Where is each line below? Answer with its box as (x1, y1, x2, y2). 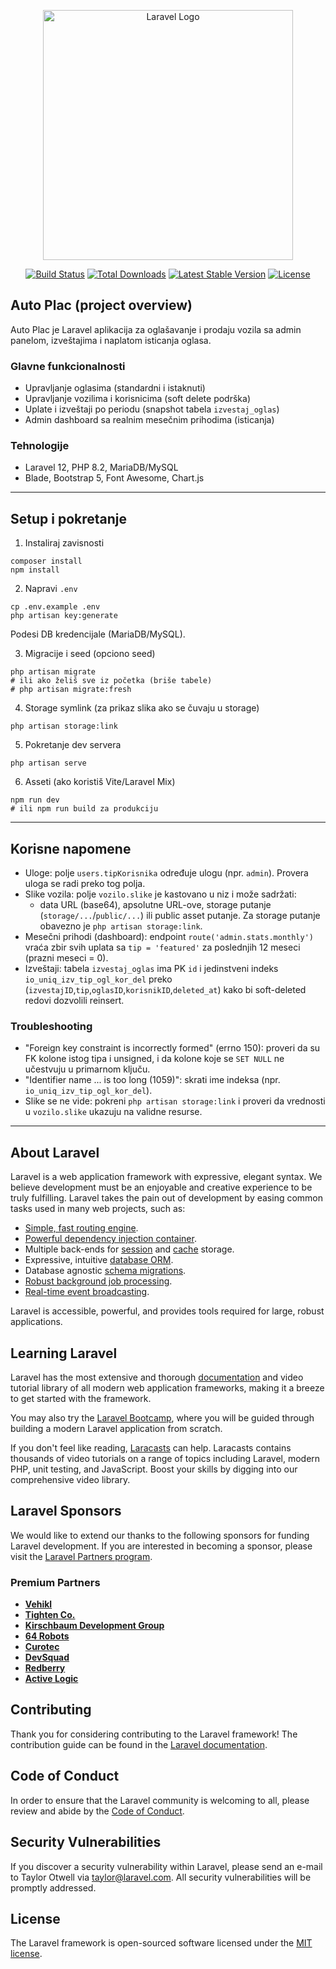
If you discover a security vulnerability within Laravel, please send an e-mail (10, 1860, 323, 1872)
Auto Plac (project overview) (10, 297, 193, 314)
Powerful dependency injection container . (24, 1233, 197, 1245)
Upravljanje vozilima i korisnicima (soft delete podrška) (24, 393, 251, 405)
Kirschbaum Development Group (24, 1620, 165, 1632)
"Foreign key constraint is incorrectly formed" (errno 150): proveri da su (24, 1042, 321, 1054)
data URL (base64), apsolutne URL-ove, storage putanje (39, 899, 272, 911)
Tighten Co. (24, 1609, 76, 1621)
